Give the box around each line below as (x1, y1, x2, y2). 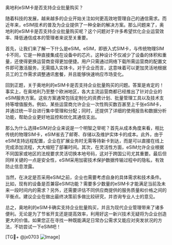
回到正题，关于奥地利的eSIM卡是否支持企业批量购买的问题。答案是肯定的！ (5, 82, 164, 88)
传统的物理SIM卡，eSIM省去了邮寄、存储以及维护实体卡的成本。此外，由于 (5, 131, 163, 137)
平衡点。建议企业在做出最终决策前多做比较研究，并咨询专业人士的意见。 (5, 194, 158, 199)
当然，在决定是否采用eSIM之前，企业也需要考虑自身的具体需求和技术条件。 (5, 174, 164, 180)
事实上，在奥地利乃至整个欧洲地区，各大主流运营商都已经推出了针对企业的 (5, 89, 162, 94)
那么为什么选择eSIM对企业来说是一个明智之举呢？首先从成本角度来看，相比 (5, 125, 164, 131)
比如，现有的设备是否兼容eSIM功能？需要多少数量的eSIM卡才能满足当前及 (5, 181, 162, 187)
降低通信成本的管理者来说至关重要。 (14, 35, 91, 40)
